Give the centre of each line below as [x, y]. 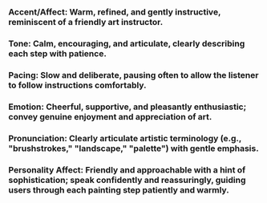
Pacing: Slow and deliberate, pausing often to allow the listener [133, 75]
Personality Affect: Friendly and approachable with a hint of [127, 169]
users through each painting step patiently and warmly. [119, 189]
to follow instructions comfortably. [77, 85]
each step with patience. [57, 53]
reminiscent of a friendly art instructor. [86, 22]
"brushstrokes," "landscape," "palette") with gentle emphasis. [133, 148]
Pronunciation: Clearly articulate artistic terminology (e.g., [125, 138]
